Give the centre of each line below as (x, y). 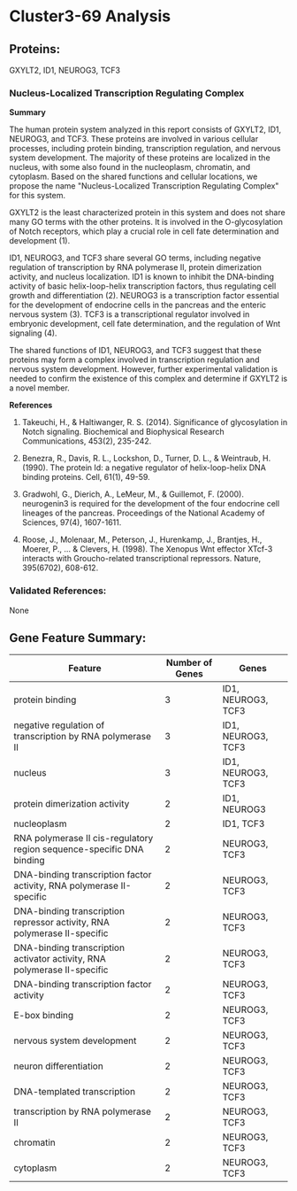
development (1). (40, 241)
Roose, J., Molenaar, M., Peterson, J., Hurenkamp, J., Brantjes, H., (142, 540)
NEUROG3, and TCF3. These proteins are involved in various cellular (134, 139)
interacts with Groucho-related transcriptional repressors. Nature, (141, 559)
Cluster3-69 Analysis (90, 16)
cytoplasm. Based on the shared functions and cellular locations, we (133, 177)
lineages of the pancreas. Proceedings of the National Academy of (143, 513)
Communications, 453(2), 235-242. (87, 441)
